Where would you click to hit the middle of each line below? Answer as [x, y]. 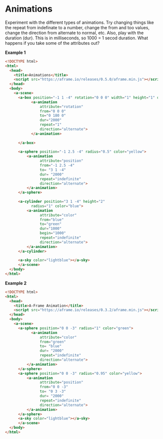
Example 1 [15, 53]
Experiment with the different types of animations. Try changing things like [80, 22]
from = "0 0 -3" [54, 387]
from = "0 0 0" [53, 111]
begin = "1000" [53, 233]
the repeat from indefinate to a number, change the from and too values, [77, 27]
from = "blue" [52, 220]
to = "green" [51, 224]
